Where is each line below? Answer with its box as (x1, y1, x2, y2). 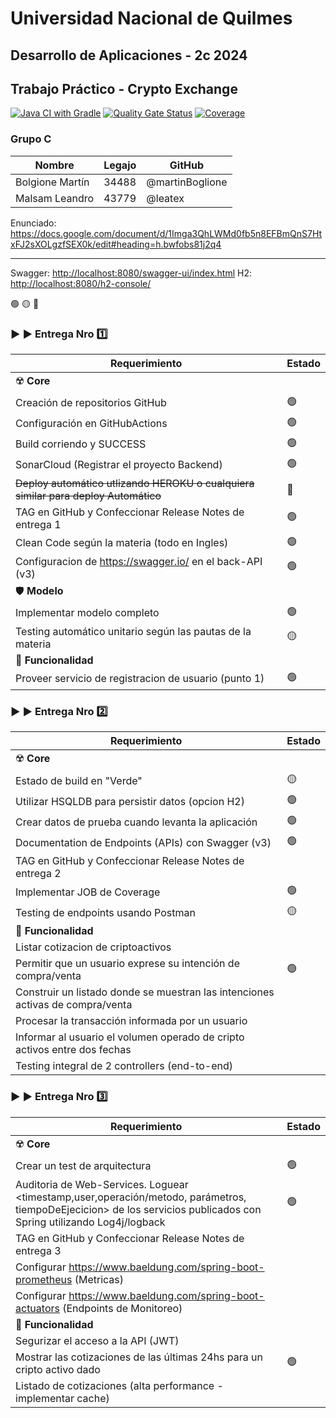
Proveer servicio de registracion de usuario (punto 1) (15, 672, 265, 686)
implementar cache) (15, 1391, 110, 1405)
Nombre (34, 158, 75, 172)
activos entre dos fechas (15, 1043, 132, 1057)
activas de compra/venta (15, 998, 133, 1012)
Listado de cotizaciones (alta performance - (15, 1378, 224, 1392)
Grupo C (10, 132, 52, 146)
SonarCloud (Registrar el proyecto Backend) (15, 458, 223, 472)
